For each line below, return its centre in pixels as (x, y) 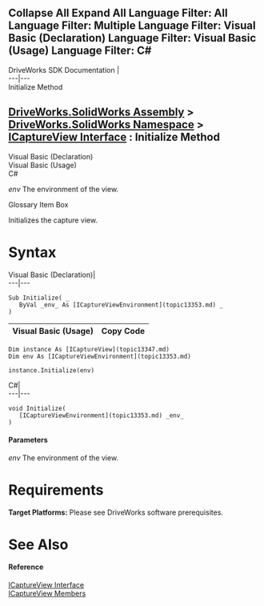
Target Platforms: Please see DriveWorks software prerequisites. (116, 512)
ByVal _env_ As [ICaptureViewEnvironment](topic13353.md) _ (121, 305)
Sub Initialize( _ (39, 298)
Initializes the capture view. (53, 220)
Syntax (32, 252)
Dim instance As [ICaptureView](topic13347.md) (89, 349)
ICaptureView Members (47, 594)
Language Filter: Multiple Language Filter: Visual (132, 26)
